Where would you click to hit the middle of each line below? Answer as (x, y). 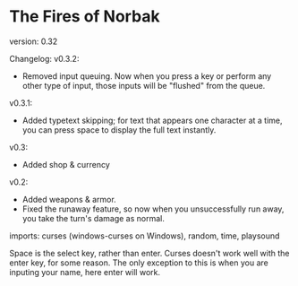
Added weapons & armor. (69, 199)
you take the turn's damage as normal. (94, 218)
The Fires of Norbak (85, 17)
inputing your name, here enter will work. (85, 272)
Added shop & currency (66, 164)
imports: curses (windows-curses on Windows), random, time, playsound (145, 236)
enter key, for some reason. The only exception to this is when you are (139, 263)
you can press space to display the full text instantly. (119, 130)
